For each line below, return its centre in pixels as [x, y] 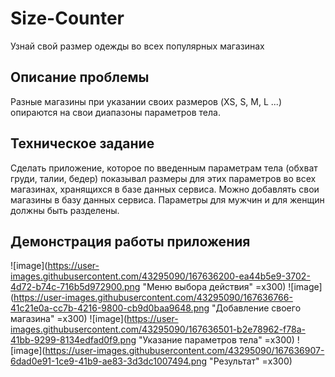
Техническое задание [82, 143]
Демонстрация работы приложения [130, 241]
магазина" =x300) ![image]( [69, 319]
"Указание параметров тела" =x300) [216, 340]
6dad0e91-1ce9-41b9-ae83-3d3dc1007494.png [109, 361]
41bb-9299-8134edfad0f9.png [73, 340]
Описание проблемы [80, 77]
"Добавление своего [256, 308]
